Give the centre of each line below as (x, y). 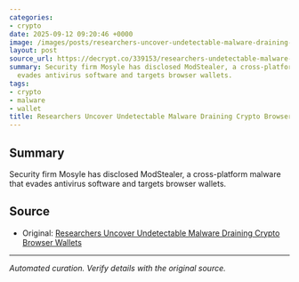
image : (21, 42)
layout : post (33, 51)
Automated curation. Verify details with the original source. (118, 268)
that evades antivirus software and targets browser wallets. (118, 183)
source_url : (31, 59)
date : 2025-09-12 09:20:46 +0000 (71, 34)
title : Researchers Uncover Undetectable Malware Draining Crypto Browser (151, 117)
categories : (31, 17)
